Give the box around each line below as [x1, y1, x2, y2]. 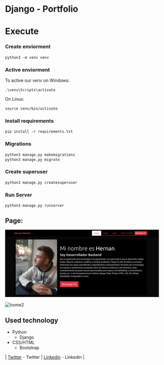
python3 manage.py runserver [5, 203, 64, 208]
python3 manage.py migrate [5, 157, 60, 162]
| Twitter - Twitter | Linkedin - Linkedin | [5, 354, 84, 360]
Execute [5, 26, 39, 37]
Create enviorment [5, 43, 51, 50]
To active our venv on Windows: [5, 77, 70, 83]
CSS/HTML [12, 340, 35, 345]
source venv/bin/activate [5, 106, 58, 111]
